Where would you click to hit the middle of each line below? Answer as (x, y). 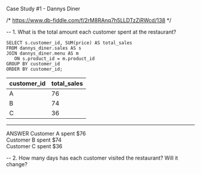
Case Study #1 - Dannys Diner (43, 9)
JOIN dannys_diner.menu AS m (42, 53)
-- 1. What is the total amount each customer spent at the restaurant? (91, 32)
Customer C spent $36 (34, 146)
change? (17, 164)
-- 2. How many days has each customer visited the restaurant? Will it (92, 158)
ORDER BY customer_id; (34, 69)
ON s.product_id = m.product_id (54, 59)
